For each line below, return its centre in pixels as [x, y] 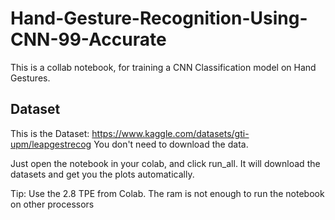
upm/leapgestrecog [51, 144]
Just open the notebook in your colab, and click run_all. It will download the [165, 163]
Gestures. [30, 78]
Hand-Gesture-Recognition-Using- [159, 18]
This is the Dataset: [50, 133]
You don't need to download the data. [171, 144]
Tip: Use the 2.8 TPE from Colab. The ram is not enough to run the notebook [167, 193]
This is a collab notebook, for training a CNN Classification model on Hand [163, 67]
